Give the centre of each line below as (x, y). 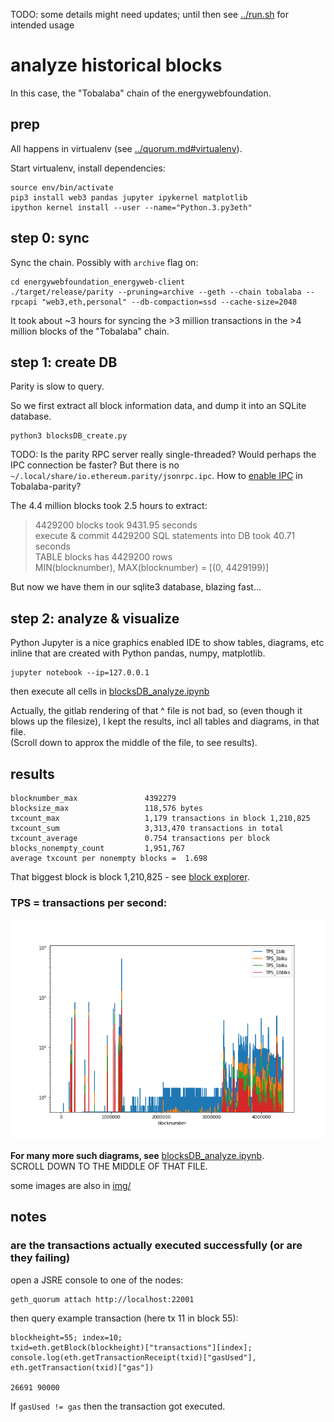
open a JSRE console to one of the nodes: (97, 1280)
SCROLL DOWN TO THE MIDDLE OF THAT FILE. (109, 1166)
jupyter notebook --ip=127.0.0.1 (80, 673)
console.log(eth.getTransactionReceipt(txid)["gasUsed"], (133, 1357)
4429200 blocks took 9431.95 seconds (116, 525)
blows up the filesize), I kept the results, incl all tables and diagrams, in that (165, 721)
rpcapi (24, 302)
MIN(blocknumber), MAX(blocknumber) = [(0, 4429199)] (152, 568)
